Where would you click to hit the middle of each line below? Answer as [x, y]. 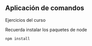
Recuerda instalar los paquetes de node [46, 30]
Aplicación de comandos [45, 8]
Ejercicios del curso [25, 20]
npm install [17, 39]
